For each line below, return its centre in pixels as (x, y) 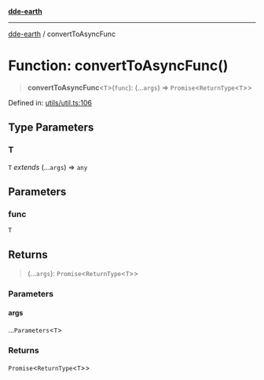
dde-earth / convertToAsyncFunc (62, 34)
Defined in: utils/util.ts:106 (50, 102)
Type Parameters (51, 128)
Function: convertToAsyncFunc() (118, 66)
